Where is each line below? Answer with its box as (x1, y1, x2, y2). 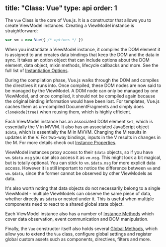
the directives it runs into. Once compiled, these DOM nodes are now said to (5, 82, 162, 88)
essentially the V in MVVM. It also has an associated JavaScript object (5, 124, 149, 130)
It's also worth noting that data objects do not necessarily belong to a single (5, 185, 161, 191)
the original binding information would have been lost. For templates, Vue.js (5, 98, 160, 104)
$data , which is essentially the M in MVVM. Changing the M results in (5, 129, 147, 135)
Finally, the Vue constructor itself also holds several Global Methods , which (5, 226, 158, 232)
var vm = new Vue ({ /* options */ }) (5, 37, 83, 42)
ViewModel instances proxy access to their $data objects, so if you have (5, 149, 153, 155)
